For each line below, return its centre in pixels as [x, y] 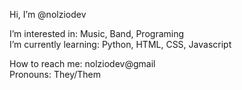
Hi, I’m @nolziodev [48, 14]
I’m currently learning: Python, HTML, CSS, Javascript [120, 44]
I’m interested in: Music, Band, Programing [97, 33]
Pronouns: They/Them [55, 74]
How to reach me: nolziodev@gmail [82, 63]
